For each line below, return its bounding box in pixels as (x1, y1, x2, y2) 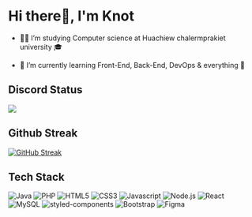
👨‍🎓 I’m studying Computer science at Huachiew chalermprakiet (19, 33, 227, 43)
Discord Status (8, 83, 83, 97)
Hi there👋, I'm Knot (8, 7, 134, 25)
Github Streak (8, 126, 78, 140)
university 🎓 (19, 42, 63, 51)
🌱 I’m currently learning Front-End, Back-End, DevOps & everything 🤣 (19, 60, 245, 69)
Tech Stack (8, 170, 65, 184)
